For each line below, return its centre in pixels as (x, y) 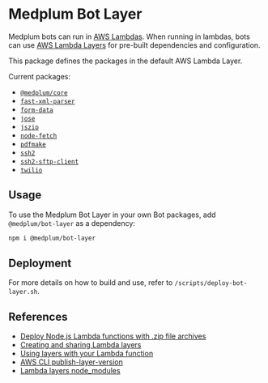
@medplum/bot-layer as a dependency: (72, 223)
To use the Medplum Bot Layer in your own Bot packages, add (112, 215)
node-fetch (38, 136)
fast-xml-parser (47, 101)
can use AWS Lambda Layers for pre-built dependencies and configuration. (134, 45)
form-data (37, 110)
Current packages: (40, 76)
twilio (31, 170)
